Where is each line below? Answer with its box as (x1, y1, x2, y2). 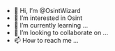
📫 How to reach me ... (13, 37, 79, 44)
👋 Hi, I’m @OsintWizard (13, 7, 82, 14)
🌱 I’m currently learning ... (13, 21, 89, 29)
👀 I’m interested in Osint (13, 14, 83, 22)
